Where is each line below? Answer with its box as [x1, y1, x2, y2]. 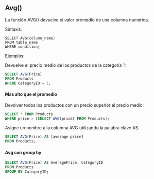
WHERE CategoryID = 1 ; [5, 80, 51, 86]
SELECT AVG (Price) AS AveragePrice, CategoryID [5, 160, 103, 165]
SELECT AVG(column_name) [5, 36, 55, 40]
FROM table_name [5, 40, 38, 45]
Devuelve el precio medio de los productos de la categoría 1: [5, 62, 126, 68]
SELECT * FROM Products [5, 112, 53, 117]
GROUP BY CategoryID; [5, 169, 49, 175]
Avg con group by [5, 149, 42, 155]
